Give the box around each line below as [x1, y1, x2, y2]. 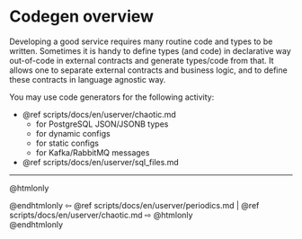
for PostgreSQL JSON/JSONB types [35, 119, 169, 129]
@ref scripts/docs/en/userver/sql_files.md [22, 156, 180, 167]
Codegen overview [9, 6, 155, 27]
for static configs [35, 137, 99, 148]
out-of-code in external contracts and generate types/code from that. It [9, 55, 274, 66]
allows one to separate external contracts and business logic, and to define [9, 65, 288, 75]
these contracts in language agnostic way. [9, 74, 166, 84]
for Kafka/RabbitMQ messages [35, 146, 150, 158]
